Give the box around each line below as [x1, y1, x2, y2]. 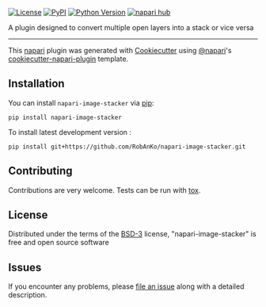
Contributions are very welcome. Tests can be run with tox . [8, 185, 201, 194]
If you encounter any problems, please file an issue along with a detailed [8, 282, 245, 291]
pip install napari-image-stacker [8, 113, 123, 121]
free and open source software [8, 238, 109, 248]
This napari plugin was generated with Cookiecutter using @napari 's [8, 46, 232, 55]
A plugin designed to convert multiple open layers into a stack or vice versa [8, 23, 254, 32]
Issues [8, 260, 42, 274]
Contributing [8, 164, 73, 178]
